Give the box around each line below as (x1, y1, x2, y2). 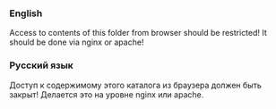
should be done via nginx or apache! (9, 37, 144, 47)
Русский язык (9, 59, 73, 71)
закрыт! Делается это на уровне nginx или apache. (9, 88, 204, 100)
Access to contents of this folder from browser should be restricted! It (9, 28, 267, 38)
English (9, 7, 43, 20)
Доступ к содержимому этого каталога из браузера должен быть (9, 80, 262, 90)
